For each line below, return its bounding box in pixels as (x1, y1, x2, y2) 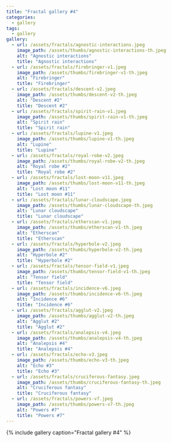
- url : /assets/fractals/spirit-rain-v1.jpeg (11, 108, 127, 114)
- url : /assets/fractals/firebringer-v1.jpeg (11, 64, 127, 70)
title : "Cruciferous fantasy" (17, 390, 92, 396)
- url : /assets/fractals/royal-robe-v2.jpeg (11, 152, 124, 158)
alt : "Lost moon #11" (17, 186, 70, 192)
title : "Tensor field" (17, 280, 73, 286)
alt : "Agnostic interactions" (17, 53, 92, 59)
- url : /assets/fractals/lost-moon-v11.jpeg (11, 175, 124, 181)
